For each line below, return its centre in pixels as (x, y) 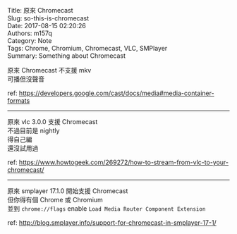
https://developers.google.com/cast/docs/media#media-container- (116, 93)
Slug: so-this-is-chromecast (48, 18)
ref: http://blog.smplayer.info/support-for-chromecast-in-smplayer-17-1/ (112, 223)
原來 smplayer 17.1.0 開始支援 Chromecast (68, 191)
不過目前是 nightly (34, 130)
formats (19, 100)
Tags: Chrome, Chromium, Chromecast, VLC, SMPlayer (87, 48)
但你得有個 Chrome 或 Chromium (55, 200)
